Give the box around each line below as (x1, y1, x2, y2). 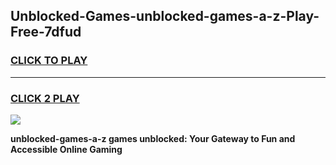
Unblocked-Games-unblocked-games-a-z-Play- (10, 8, 320, 25)
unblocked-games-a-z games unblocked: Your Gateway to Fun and (10, 132, 296, 144)
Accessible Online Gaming (10, 143, 123, 155)
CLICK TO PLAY (10, 54, 88, 68)
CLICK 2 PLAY (10, 91, 80, 105)
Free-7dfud (10, 24, 82, 41)
